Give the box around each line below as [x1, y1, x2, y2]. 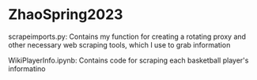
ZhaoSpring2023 [8, 6, 123, 24]
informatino [8, 63, 46, 73]
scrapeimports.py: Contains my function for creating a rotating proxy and [8, 32, 247, 41]
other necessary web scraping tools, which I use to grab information [8, 40, 231, 49]
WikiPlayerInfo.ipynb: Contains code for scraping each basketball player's [8, 55, 249, 65]
